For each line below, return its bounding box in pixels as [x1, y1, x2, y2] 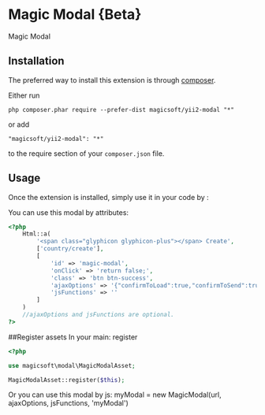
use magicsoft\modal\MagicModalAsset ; [8, 361, 136, 369]
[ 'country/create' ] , [36, 245, 104, 253]
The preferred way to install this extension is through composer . [8, 75, 216, 84]
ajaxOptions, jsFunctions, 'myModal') [8, 398, 129, 408]
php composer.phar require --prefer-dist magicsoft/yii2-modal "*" [8, 106, 235, 113]
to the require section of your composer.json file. [8, 148, 165, 158]
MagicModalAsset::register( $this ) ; [8, 376, 125, 384]
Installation [8, 54, 65, 68]
